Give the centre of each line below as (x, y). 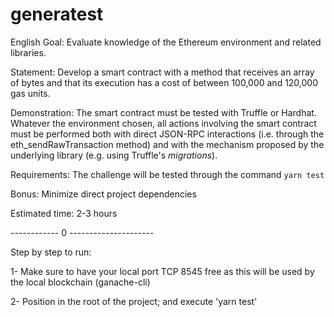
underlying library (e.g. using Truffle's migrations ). (114, 155)
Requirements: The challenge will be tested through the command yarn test (167, 174)
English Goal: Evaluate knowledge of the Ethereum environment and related (166, 42)
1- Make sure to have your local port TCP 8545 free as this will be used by (162, 271)
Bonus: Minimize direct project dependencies (103, 194)
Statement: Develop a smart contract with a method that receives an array (162, 72)
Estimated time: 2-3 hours (64, 213)
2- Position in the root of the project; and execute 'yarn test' (134, 301)
